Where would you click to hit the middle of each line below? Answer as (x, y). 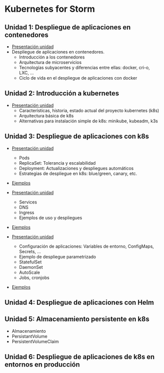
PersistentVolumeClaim (35, 341)
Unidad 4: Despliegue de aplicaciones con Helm (79, 302)
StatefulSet (30, 262)
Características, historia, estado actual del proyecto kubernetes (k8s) (89, 110)
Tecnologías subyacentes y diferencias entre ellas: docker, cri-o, (84, 68)
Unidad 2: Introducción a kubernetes (62, 94)
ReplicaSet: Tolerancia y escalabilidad (57, 163)
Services (28, 202)
